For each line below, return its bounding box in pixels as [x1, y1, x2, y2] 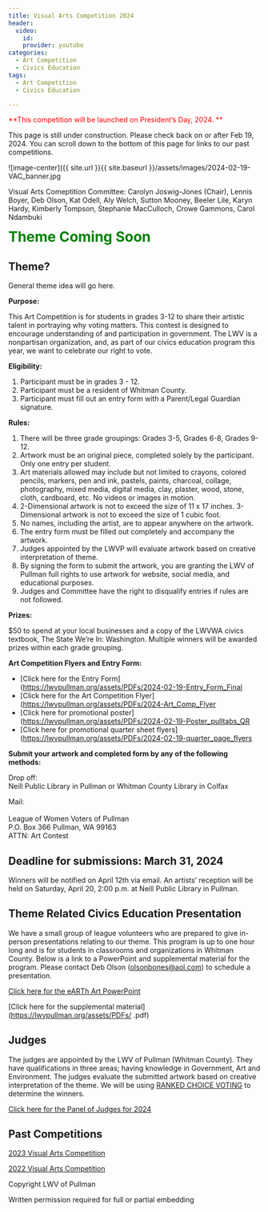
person [8, 937, 32, 946]
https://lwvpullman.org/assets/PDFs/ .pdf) [10, 1010, 150, 1020]
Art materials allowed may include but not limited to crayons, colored [19, 467, 246, 477]
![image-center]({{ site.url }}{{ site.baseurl [8, 163, 148, 173]
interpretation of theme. [19, 553, 98, 562]
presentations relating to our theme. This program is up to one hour [33, 937, 255, 946]
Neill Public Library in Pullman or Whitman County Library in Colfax [8, 782, 229, 791]
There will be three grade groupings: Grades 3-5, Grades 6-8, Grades [19, 434, 250, 443]
